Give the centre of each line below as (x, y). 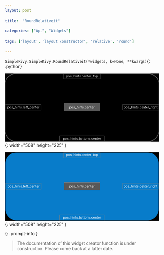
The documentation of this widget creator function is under (76, 243)
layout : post (18, 10)
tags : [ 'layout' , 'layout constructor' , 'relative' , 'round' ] (70, 42)
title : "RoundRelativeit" (32, 21)
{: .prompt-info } (21, 233)
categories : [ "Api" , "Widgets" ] (38, 31)
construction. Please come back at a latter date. (65, 248)
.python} (14, 66)
